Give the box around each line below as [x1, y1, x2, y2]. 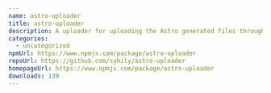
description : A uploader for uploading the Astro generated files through [8, 27, 265, 35]
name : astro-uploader [8, 11, 81, 20]
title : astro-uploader [8, 19, 85, 27]
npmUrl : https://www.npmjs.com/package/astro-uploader [8, 49, 197, 57]
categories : [8, 34, 48, 43]
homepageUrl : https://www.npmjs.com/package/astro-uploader [8, 65, 215, 73]
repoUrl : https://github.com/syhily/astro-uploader [8, 57, 186, 66]
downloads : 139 [8, 72, 60, 80]
